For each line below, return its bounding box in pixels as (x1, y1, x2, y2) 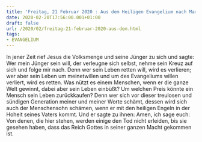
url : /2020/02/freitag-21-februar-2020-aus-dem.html (6, 25, 141, 32)
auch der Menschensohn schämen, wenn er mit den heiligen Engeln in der (6, 105, 191, 111)
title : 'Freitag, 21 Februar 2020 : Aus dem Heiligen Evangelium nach (6, 8, 187, 15)
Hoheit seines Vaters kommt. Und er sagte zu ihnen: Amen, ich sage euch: (6, 111, 191, 118)
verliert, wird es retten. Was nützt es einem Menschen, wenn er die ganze (6, 79, 189, 86)
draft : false (6, 20, 39, 26)
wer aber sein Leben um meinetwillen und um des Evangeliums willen (6, 73, 179, 79)
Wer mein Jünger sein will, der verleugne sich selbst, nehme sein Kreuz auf (6, 60, 194, 67)
